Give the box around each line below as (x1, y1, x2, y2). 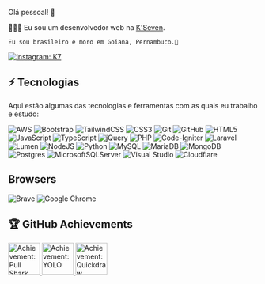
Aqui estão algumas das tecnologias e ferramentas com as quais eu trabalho (8, 100, 258, 110)
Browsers (8, 172, 57, 186)
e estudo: (8, 109, 40, 119)
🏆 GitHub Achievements (8, 218, 133, 231)
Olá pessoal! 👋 (8, 8, 55, 17)
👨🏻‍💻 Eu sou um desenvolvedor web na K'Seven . (8, 23, 165, 32)
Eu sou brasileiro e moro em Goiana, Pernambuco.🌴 (8, 38, 179, 46)
